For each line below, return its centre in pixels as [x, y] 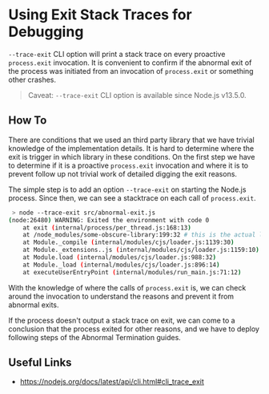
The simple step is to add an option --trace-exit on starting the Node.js [127, 189]
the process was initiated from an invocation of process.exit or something [131, 71]
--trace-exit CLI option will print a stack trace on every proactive [117, 54]
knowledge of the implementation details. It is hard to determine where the [131, 148]
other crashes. [32, 79]
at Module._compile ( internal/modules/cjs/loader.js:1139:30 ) [128, 242]
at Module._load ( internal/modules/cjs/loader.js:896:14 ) [121, 265]
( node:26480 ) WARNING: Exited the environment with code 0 [109, 220]
